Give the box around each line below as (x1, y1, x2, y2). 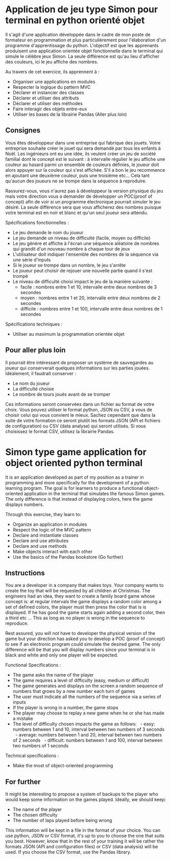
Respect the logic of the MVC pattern (12, 526, 91, 533)
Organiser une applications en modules (12, 78, 95, 85)
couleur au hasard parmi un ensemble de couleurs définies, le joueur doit (5, 161, 159, 168)
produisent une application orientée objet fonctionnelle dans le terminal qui (5, 48, 163, 54)
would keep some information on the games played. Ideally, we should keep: (5, 796, 166, 803)
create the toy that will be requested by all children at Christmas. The (5, 588, 151, 594)
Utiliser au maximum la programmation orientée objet (12, 331, 125, 337)
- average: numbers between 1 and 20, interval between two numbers (15, 732, 162, 738)
